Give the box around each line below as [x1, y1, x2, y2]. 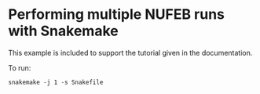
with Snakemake [8, 22, 119, 40]
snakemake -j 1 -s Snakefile [8, 78, 104, 86]
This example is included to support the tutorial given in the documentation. [8, 48, 253, 57]
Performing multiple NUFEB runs [8, 5, 225, 23]
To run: [8, 63, 31, 72]
